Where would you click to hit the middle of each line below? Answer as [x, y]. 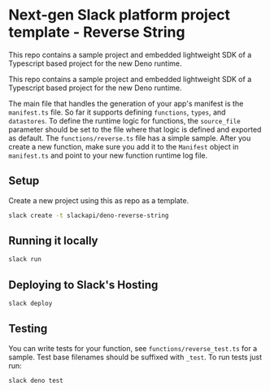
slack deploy [30, 304]
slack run [25, 259]
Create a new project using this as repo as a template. [99, 200]
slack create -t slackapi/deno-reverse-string [89, 215]
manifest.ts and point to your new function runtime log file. [108, 155]
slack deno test [36, 380]
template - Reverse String [97, 32]
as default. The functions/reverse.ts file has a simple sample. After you [130, 138]
